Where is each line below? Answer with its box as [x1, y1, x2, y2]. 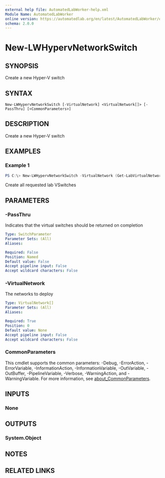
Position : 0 [5, 323, 29, 328]
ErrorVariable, [5, 365, 33, 371]
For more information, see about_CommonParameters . [41, 376, 151, 381]
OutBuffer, [5, 370, 26, 376]
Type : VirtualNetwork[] [5, 301, 54, 306]
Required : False [5, 250, 38, 255]
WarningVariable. [5, 376, 40, 381]
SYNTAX [5, 89, 33, 98]
